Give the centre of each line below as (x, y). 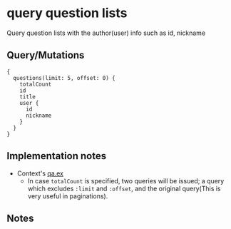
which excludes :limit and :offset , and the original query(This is (124, 188)
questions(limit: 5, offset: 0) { (64, 78)
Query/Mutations (46, 55)
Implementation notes (57, 156)
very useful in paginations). (68, 196)
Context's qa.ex (40, 173)
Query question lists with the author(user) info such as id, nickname (106, 33)
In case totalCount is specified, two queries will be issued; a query (126, 180)
